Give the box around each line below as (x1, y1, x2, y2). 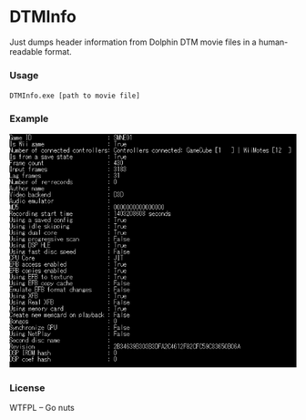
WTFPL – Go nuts (9, 402, 75, 413)
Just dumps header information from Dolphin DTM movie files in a (9, 36, 257, 47)
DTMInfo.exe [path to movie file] (9, 91, 141, 101)
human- (258, 36, 289, 47)
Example (9, 112, 49, 125)
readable (9, 46, 43, 56)
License (9, 381, 46, 394)
